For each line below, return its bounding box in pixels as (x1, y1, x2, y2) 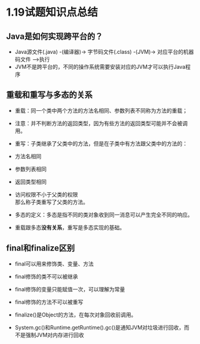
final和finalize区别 (6, 243, 75, 254)
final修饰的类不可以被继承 (14, 273, 78, 280)
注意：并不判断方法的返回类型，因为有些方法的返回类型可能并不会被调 (14, 119, 188, 126)
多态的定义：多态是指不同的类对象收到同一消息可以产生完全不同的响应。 (14, 211, 193, 218)
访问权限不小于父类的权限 (14, 191, 78, 198)
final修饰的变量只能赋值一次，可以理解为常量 (14, 285, 125, 292)
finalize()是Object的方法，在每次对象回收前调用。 (14, 311, 137, 318)
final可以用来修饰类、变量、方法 (14, 260, 94, 267)
